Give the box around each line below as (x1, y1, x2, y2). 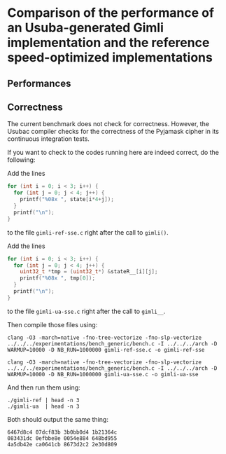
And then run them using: (7, 383, 80, 392)
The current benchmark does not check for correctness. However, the (7, 120, 210, 128)
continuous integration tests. (7, 135, 90, 143)
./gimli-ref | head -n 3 (7, 397, 80, 404)
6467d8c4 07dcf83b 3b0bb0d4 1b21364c (7, 429, 118, 436)
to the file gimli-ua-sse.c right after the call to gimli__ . (7, 307, 166, 315)
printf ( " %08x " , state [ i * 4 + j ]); (20, 196, 114, 203)
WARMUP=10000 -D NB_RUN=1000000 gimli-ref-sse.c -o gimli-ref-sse (7, 346, 205, 353)
